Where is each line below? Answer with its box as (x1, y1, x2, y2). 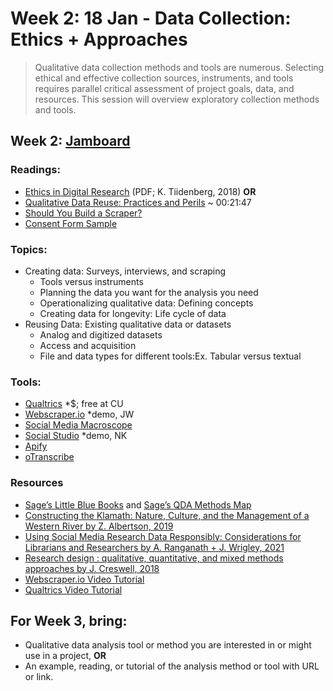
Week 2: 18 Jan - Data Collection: (10, 7, 292, 30)
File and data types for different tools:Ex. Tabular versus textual (39, 350, 302, 362)
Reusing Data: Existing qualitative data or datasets (24, 318, 232, 330)
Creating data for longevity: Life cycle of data (39, 307, 227, 319)
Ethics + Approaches (10, 28, 188, 51)
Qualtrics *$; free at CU (24, 398, 124, 410)
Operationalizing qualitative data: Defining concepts (39, 297, 254, 309)
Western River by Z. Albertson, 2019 (24, 520, 174, 532)
